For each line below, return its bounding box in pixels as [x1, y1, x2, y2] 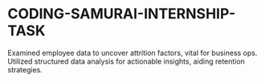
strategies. [7, 64, 43, 74]
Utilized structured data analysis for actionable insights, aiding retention [7, 57, 246, 66]
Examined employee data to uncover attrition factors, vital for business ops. [7, 48, 258, 57]
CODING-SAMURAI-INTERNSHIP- [7, 5, 236, 23]
